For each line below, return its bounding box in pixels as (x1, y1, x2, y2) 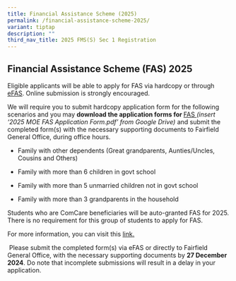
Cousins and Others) (17, 153, 78, 162)
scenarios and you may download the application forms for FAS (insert (7, 110, 216, 119)
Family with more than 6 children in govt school (17, 167, 156, 176)
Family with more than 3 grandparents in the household (17, 195, 179, 203)
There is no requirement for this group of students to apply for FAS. (7, 216, 203, 225)
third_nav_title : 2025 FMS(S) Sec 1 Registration (7, 37, 157, 44)
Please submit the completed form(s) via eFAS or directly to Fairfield (8, 243, 208, 251)
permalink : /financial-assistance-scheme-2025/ (7, 17, 151, 24)
